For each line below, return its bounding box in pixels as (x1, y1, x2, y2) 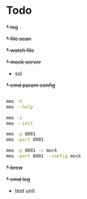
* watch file (6, 46, 35, 54)
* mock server (6, 58, 42, 65)
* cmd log (6, 175, 31, 183)
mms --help (6, 104, 33, 110)
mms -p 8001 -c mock (6, 147, 58, 153)
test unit (14, 187, 35, 194)
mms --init (6, 120, 33, 126)
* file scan (6, 35, 32, 42)
